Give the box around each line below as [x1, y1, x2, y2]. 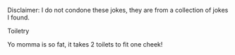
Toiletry [7, 27, 30, 35]
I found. [7, 13, 30, 22]
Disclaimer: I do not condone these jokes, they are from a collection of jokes [7, 6, 229, 14]
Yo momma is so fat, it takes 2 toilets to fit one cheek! [7, 40, 163, 48]
